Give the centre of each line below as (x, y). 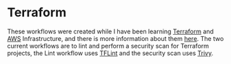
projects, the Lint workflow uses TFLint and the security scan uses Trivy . (110, 53)
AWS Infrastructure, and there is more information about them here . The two (115, 38)
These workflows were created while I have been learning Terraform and (110, 31)
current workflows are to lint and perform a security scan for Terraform (108, 46)
